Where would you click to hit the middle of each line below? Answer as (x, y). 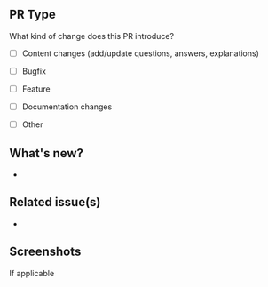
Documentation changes (67, 107)
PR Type (32, 15)
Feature (36, 89)
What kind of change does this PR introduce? (92, 36)
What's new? (47, 153)
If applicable (32, 273)
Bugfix (34, 71)
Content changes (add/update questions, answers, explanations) (141, 53)
